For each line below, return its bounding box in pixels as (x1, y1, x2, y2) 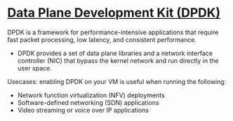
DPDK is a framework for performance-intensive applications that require (7, 28, 219, 36)
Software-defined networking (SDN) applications (17, 98, 159, 106)
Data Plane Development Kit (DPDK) (7, 5, 221, 21)
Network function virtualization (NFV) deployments (17, 91, 165, 99)
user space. (17, 64, 52, 72)
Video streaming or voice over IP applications (17, 106, 149, 114)
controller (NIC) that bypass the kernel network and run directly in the (17, 56, 219, 64)
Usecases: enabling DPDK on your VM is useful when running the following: (7, 77, 227, 85)
